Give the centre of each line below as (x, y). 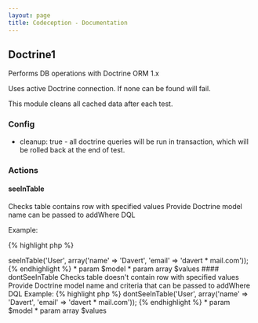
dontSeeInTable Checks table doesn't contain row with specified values (124, 277)
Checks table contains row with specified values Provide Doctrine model (125, 206)
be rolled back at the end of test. (72, 149)
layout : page (29, 15)
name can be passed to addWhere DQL (72, 215)
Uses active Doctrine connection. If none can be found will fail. (109, 89)
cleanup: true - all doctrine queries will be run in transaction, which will (134, 141)
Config (22, 124)
